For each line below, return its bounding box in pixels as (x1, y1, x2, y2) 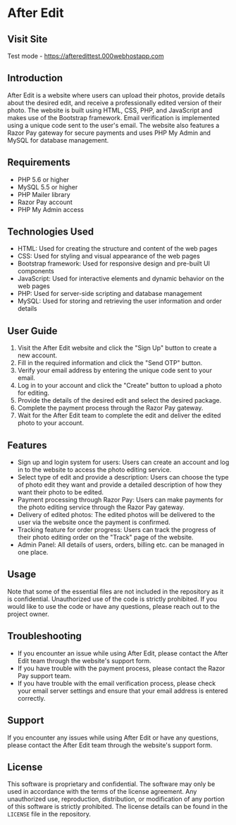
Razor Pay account (17, 198, 73, 206)
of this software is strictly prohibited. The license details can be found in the (7, 802, 228, 811)
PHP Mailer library (17, 190, 70, 198)
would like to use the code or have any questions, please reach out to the (7, 602, 220, 610)
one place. (17, 548, 49, 557)
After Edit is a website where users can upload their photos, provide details (7, 90, 225, 100)
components (17, 267, 54, 275)
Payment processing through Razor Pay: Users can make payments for (17, 496, 223, 504)
